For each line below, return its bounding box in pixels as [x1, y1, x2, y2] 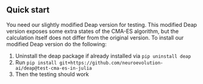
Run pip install [15, 58, 57, 66]
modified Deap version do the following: [6, 40, 107, 47]
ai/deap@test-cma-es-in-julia [15, 65, 93, 71]
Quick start [6, 5, 50, 15]
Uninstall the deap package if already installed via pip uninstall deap [15, 52, 191, 60]
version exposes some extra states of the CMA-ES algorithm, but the [6, 27, 179, 35]
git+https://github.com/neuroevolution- [59, 60, 163, 66]
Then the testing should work [15, 70, 90, 78]
